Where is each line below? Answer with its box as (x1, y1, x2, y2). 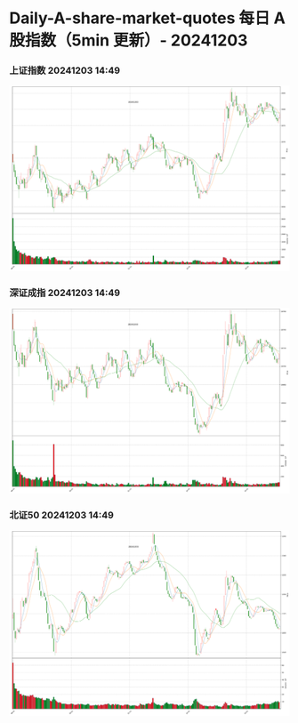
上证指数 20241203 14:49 (9, 64, 121, 76)
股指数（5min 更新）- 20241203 (9, 30, 248, 51)
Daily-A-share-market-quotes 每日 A (9, 8, 286, 28)
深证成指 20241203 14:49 (9, 286, 121, 299)
